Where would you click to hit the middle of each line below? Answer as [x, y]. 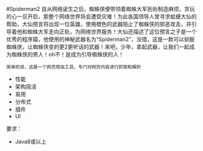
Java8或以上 [31, 142]
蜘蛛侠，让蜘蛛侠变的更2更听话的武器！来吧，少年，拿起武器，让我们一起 [98, 47]
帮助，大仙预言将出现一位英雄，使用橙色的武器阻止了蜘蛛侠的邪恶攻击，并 [99, 24]
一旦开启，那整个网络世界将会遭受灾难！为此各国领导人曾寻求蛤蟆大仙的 [107, 16]
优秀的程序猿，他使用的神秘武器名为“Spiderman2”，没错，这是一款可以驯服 [101, 39]
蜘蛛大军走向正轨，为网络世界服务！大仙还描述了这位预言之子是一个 [112, 32]
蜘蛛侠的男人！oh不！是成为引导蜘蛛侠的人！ [67, 54]
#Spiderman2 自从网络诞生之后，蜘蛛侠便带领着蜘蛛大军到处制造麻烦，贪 [98, 9]
